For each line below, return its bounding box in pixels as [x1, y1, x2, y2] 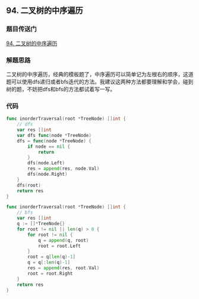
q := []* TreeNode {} [17, 221, 65, 227]
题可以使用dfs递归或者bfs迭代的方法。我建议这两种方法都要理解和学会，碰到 [6, 78, 194, 85]
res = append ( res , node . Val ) [27, 166, 100, 172]
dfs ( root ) [17, 182, 42, 188]
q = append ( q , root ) [37, 237, 89, 243]
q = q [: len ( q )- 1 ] [27, 260, 70, 266]
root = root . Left [37, 243, 81, 249]
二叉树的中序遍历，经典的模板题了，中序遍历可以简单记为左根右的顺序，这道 [6, 70, 194, 77]
